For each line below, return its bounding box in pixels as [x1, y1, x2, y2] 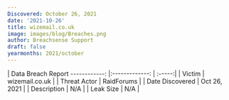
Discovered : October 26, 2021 [7, 10, 97, 18]
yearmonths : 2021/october [7, 50, 84, 57]
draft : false [7, 43, 46, 50]
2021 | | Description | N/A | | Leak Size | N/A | [7, 84, 140, 93]
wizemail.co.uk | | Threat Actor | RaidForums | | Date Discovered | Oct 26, [7, 77, 223, 85]
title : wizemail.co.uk [7, 23, 75, 30]
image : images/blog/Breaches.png [7, 30, 107, 38]
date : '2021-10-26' [7, 17, 65, 24]
